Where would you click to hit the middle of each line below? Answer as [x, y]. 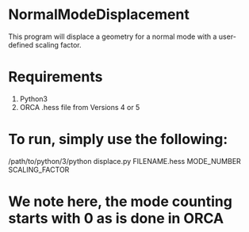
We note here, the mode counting [120, 202]
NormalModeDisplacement [99, 15]
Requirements [56, 77]
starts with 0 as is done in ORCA [116, 219]
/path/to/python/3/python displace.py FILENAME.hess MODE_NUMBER [125, 161]
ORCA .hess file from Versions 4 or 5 [80, 107]
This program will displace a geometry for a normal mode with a [113, 36]
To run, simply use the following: [118, 139]
